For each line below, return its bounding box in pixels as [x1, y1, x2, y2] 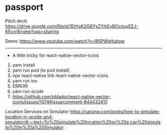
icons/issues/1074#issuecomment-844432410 [12, 99, 108, 105]
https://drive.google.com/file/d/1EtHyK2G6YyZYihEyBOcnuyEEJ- [5, 23, 138, 29]
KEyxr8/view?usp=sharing [5, 28, 59, 34]
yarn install [12, 62, 35, 68]
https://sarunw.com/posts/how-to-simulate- [70, 108, 161, 114]
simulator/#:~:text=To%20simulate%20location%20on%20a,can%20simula [5, 119, 161, 125]
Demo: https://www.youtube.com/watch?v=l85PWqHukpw [5, 38, 125, 44]
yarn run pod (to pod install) [12, 67, 70, 73]
